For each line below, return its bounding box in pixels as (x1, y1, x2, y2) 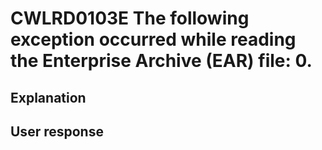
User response (10, 123, 104, 140)
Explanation (10, 89, 87, 106)
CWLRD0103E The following (10, 7, 250, 30)
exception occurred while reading (10, 28, 297, 51)
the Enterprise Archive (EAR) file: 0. (10, 50, 313, 72)
